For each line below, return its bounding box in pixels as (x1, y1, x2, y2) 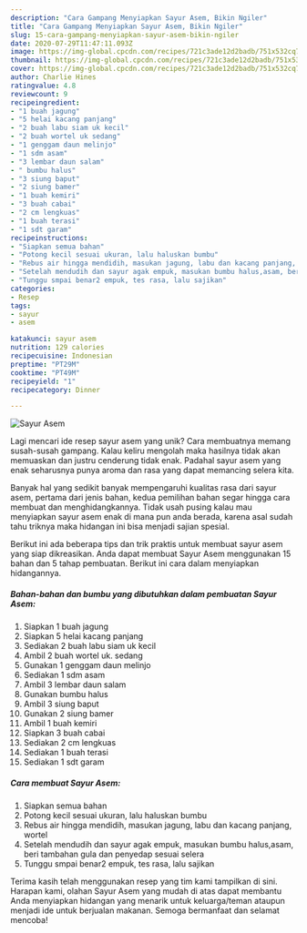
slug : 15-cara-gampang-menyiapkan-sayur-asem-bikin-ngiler (10, 30, 240, 39)
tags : (10, 301, 31, 310)
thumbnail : (10, 56, 52, 65)
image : (10, 47, 36, 56)
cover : (10, 65, 36, 74)
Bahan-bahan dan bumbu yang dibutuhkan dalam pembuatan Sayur (10, 588, 277, 599)
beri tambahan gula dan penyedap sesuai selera (23, 848, 204, 860)
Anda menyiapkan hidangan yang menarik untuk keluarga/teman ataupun (10, 896, 286, 907)
